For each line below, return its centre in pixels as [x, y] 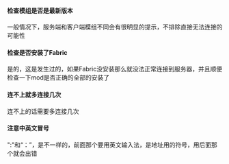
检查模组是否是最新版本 [40, 10]
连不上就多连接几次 [34, 95]
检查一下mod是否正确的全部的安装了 [58, 78]
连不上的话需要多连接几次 [43, 111]
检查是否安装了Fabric [37, 52]
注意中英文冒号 [28, 128]
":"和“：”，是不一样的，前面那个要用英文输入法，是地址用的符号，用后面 [109, 145]
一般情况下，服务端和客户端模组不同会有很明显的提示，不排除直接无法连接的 [115, 27]
